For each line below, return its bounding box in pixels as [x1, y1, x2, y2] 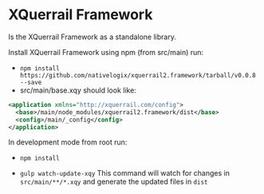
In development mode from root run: [8, 137, 128, 147]
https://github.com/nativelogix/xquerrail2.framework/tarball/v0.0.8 [19, 71, 257, 79]
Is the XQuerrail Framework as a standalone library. [8, 32, 177, 42]
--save [19, 78, 42, 86]
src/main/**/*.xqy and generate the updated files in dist [19, 177, 208, 187]
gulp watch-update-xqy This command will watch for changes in [19, 168, 230, 178]
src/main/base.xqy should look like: [19, 85, 137, 95]
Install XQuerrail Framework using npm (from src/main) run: [8, 47, 204, 57]
